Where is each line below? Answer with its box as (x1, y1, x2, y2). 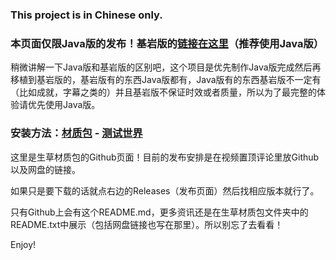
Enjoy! (10, 238, 37, 250)
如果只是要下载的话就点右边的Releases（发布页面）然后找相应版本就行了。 (10, 184, 320, 197)
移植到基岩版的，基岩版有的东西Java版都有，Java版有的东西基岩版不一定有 (10, 74, 322, 86)
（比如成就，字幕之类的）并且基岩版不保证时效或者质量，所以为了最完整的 (10, 86, 317, 98)
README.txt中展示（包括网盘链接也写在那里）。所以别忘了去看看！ (10, 218, 284, 230)
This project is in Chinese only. (10, 8, 163, 22)
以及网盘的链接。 (10, 163, 81, 175)
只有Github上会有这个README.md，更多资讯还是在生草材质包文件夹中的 (10, 206, 309, 218)
